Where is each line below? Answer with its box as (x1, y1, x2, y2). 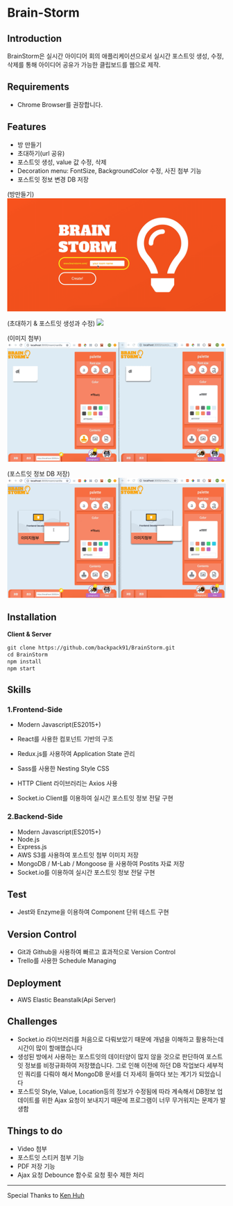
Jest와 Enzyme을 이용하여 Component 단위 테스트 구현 (17, 908, 169, 916)
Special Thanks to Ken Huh (7, 1191, 85, 1199)
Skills (7, 684, 31, 696)
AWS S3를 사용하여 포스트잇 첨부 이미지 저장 (17, 851, 139, 859)
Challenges (7, 1015, 58, 1027)
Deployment (7, 977, 62, 989)
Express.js (17, 842, 47, 851)
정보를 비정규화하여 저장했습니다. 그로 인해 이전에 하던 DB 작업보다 (24, 1061, 206, 1069)
